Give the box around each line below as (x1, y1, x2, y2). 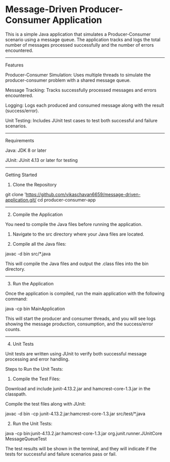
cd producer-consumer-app (37, 196, 96, 203)
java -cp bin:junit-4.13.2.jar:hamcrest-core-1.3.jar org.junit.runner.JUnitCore (5, 430, 162, 436)
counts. (5, 326, 21, 332)
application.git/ (5, 196, 37, 203)
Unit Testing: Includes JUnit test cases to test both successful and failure (5, 117, 158, 123)
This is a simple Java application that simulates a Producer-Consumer (5, 31, 151, 37)
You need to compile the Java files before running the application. (5, 221, 143, 227)
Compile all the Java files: (12, 241, 67, 247)
